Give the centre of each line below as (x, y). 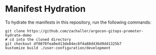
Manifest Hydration (45, 9)
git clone (15, 31)
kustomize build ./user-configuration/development (58, 48)
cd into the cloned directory (40, 40)
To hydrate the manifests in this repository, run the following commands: (78, 22)
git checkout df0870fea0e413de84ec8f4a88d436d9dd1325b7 (63, 44)
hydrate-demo (18, 35)
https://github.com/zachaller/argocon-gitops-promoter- (85, 31)
